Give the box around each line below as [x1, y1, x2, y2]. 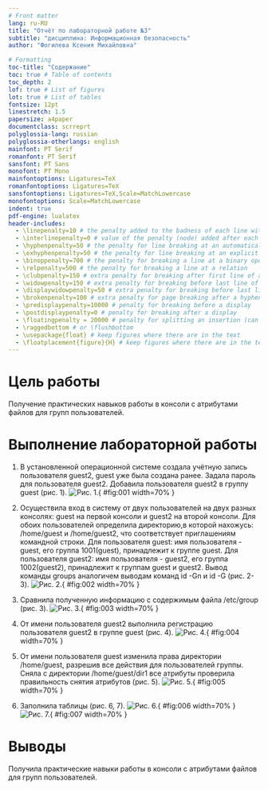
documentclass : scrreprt [8, 123, 91, 131]
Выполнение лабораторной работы [8, 436, 258, 454]
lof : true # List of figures [8, 86, 105, 94]
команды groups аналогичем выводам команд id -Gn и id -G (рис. [19, 571, 246, 581]
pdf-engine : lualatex [8, 212, 81, 220]
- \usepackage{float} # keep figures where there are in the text [15, 331, 241, 339]
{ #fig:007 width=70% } [49, 709, 128, 720]
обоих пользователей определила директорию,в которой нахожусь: [19, 521, 254, 530]
